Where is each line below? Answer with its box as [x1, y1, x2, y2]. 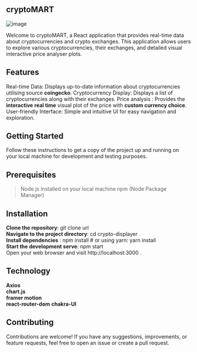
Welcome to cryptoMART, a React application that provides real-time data [6, 32, 185, 39]
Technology [6, 266, 51, 276]
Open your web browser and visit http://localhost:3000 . [6, 249, 142, 256]
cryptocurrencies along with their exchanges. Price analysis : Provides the [6, 95, 185, 102]
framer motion [6, 294, 42, 301]
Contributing [6, 317, 54, 327]
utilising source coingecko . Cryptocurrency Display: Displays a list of [6, 89, 173, 96]
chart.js [6, 287, 26, 295]
